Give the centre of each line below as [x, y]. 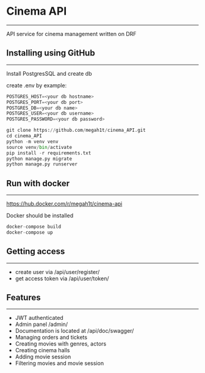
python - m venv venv [33, 142]
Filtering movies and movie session [59, 363]
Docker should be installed [40, 215]
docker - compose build [34, 227]
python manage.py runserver [42, 164]
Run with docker [38, 183]
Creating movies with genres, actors [61, 344]
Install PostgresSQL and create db [49, 73]
